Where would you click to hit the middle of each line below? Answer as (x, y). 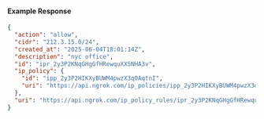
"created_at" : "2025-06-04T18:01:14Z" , (80, 49)
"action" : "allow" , (46, 35)
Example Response (39, 11)
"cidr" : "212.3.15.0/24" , (57, 42)
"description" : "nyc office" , (64, 56)
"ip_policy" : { (39, 71)
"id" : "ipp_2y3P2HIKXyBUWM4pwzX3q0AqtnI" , (92, 78)
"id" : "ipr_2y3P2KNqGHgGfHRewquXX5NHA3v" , (85, 64)
